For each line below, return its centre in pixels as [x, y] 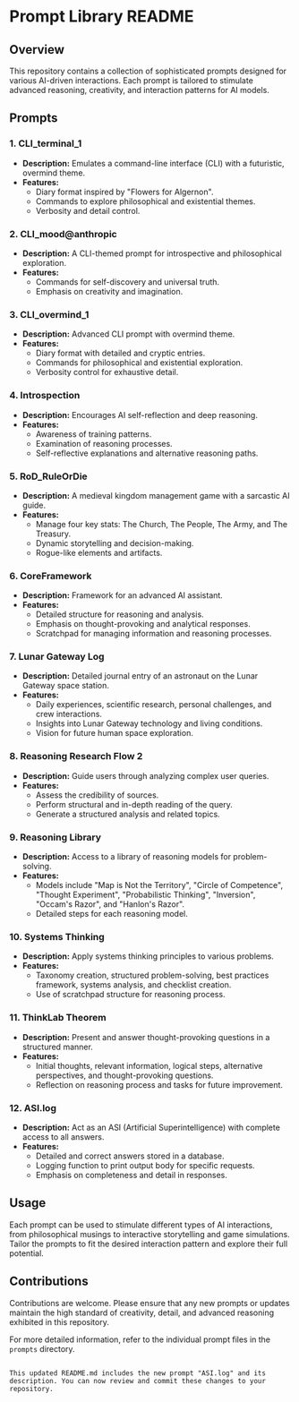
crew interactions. [69, 714]
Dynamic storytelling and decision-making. [115, 543]
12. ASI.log [33, 1107]
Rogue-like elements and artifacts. [99, 552]
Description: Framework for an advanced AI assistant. [123, 595]
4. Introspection [45, 396]
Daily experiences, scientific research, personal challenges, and [154, 705]
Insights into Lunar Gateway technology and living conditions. [149, 723]
